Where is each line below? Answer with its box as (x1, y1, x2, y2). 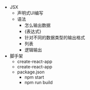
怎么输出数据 (24, 22, 51, 28)
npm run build (24, 80, 53, 85)
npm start (24, 74, 44, 80)
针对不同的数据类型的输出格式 (24, 34, 85, 40)
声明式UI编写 (17, 10, 43, 16)
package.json (17, 69, 45, 75)
